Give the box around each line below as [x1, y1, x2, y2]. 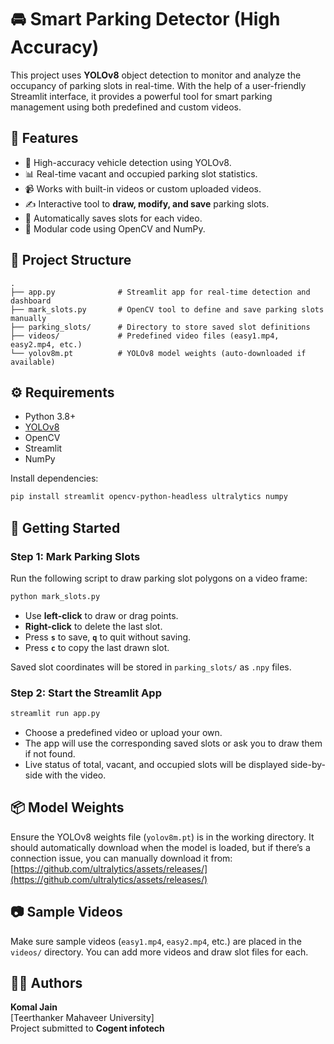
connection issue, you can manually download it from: [10, 852, 233, 864]
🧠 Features [10, 130, 79, 147]
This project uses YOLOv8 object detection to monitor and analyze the [10, 69, 302, 81]
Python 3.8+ [24, 411, 77, 423]
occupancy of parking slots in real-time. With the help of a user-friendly [10, 79, 307, 91]
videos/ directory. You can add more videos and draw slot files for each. [10, 946, 309, 958]
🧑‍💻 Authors [10, 975, 83, 991]
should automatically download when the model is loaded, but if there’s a [10, 841, 311, 853]
